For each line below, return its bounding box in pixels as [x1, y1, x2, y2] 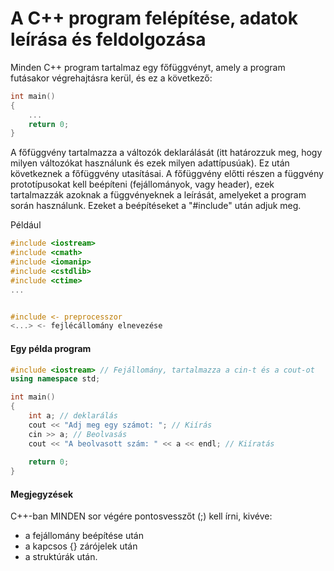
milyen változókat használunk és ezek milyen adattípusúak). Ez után [10, 157, 290, 169]
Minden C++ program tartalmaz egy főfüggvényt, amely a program [10, 61, 286, 73]
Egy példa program [10, 342, 92, 354]
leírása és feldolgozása [10, 28, 207, 51]
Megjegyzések [10, 488, 74, 500]
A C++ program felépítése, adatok [10, 7, 299, 30]
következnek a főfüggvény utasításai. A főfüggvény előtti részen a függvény [10, 168, 324, 180]
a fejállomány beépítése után [24, 530, 144, 542]
